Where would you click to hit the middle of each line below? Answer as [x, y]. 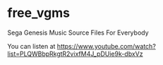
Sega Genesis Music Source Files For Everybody [78, 32]
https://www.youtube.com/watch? [107, 46]
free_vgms [39, 13]
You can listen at [31, 46]
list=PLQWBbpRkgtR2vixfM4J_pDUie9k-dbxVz [75, 54]
